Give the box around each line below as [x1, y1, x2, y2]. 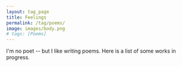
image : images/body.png [6, 25, 66, 32]
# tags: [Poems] [6, 31, 47, 37]
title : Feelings [6, 14, 47, 20]
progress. [6, 54, 30, 61]
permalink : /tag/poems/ [6, 20, 66, 26]
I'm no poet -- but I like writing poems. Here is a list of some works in [6, 47, 176, 54]
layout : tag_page [6, 8, 50, 15]
